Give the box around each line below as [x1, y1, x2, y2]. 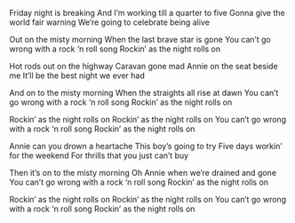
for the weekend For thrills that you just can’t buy [9, 150, 189, 161]
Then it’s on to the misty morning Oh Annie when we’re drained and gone [9, 168, 277, 178]
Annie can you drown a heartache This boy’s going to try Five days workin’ [9, 141, 283, 151]
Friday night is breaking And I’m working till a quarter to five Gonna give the [9, 8, 286, 18]
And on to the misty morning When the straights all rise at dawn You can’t [9, 88, 279, 98]
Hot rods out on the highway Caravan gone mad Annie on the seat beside [9, 61, 278, 71]
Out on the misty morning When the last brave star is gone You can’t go [9, 35, 271, 44]
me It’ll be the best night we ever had [9, 70, 145, 81]
